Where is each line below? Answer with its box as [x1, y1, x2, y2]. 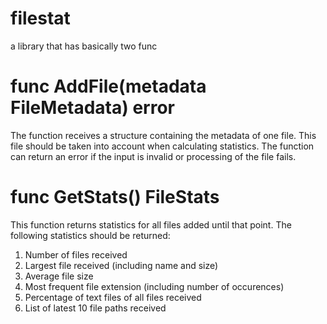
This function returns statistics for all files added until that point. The [10, 218, 292, 231]
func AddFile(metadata [10, 75, 207, 98]
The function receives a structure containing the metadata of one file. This [10, 129, 317, 141]
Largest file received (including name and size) [24, 259, 219, 271]
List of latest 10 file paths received [24, 302, 167, 314]
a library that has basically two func [10, 40, 158, 52]
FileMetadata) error [10, 97, 176, 119]
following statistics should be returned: [10, 229, 171, 241]
